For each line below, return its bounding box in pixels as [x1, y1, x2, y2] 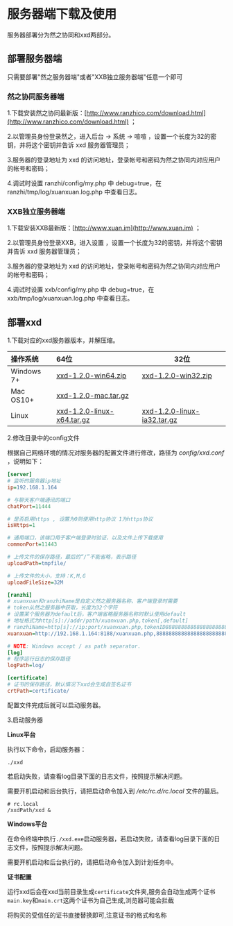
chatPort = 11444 [7, 503, 51, 510]
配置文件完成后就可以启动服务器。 [7, 700, 105, 709]
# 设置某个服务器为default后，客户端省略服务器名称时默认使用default [7, 611, 186, 618]
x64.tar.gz [56, 415, 90, 425]
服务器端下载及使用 [7, 6, 117, 22]
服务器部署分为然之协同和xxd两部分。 [7, 31, 115, 39]
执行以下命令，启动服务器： [7, 745, 87, 753]
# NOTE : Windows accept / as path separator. [7, 643, 141, 650]
